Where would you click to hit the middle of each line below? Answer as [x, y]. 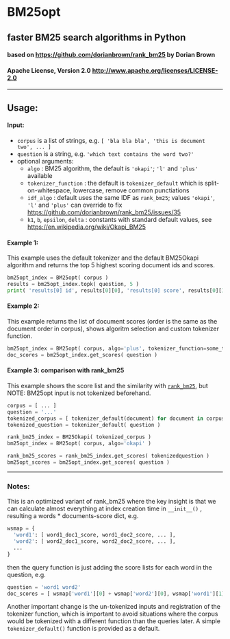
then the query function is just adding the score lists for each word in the [110, 567]
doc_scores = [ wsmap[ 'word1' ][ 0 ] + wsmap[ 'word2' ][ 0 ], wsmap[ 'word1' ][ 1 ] [116, 594]
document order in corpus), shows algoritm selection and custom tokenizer [113, 328]
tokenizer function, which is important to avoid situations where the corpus [113, 614]
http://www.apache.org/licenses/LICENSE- [155, 70]
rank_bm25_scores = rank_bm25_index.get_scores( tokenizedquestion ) [108, 456]
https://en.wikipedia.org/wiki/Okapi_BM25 [86, 227]
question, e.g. [26, 574]
